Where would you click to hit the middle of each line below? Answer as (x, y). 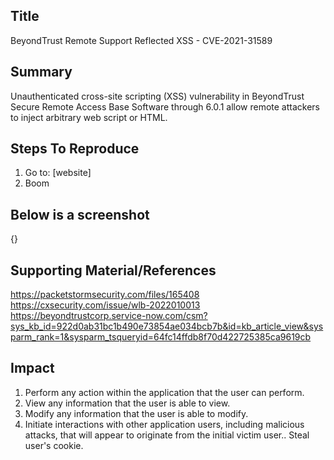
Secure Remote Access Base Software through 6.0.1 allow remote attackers (165, 106)
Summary (41, 72)
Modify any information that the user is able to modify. (136, 413)
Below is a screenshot (80, 214)
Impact (32, 368)
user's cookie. (54, 445)
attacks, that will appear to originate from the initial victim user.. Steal (167, 435)
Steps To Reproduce (75, 149)
